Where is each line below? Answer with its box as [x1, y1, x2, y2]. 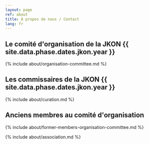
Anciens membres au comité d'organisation [5, 111, 144, 119]
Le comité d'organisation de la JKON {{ [5, 39, 129, 48]
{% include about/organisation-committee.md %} [5, 61, 107, 67]
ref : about [5, 12, 28, 17]
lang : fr [5, 21, 23, 26]
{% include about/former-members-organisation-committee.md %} [5, 124, 144, 130]
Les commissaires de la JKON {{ [5, 75, 107, 84]
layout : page [5, 7, 32, 12]
